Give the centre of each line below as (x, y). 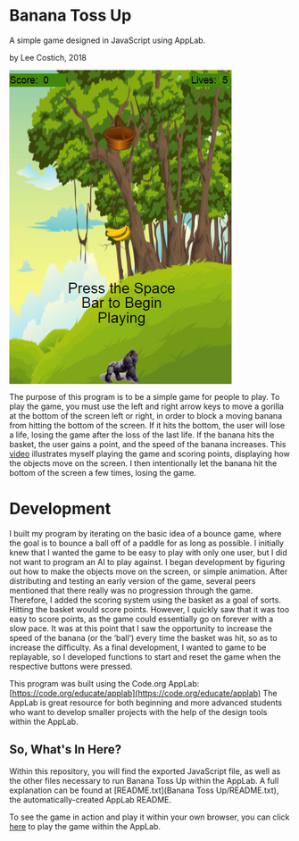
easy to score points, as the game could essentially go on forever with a (141, 619)
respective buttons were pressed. (71, 666)
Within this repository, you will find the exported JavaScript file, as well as (145, 771)
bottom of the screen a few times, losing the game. (103, 472)
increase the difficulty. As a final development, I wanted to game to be (138, 647)
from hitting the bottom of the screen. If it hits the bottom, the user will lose (147, 425)
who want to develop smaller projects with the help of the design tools (138, 712)
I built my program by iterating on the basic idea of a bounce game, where (145, 533)
